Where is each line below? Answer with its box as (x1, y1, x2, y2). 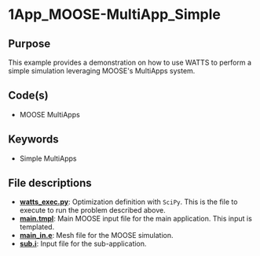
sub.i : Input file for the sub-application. (19, 239, 147, 249)
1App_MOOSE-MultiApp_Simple (8, 6, 222, 24)
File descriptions (8, 176, 92, 190)
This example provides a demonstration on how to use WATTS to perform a (8, 58, 252, 67)
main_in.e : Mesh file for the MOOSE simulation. (19, 231, 174, 240)
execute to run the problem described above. (19, 206, 167, 215)
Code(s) (8, 89, 49, 102)
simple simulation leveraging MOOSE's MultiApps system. (8, 66, 196, 76)
